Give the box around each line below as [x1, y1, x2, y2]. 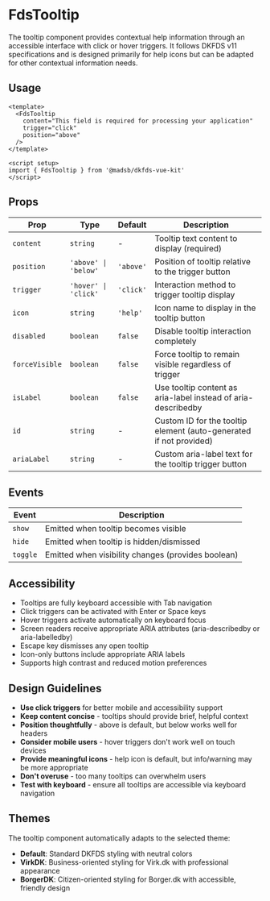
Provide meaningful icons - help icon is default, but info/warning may [19, 754, 252, 763]
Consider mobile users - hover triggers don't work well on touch [19, 737, 235, 746]
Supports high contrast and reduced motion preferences [19, 658, 207, 668]
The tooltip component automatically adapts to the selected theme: [8, 832, 231, 843]
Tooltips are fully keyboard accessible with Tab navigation [19, 598, 213, 608]
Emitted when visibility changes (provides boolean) [45, 550, 239, 561]
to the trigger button [154, 266, 231, 277]
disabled [12, 331, 46, 340]
